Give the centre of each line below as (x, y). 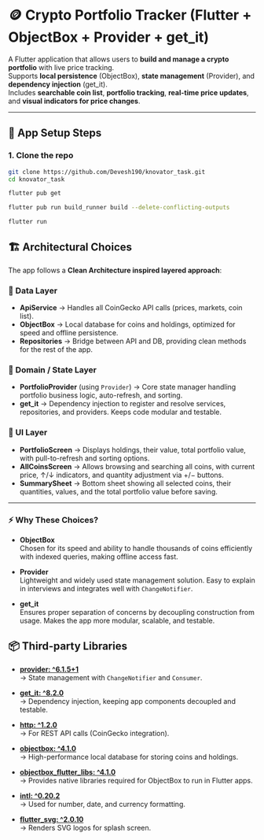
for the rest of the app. (56, 350)
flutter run (27, 222)
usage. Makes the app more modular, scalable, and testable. (117, 620)
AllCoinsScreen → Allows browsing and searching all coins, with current (137, 466)
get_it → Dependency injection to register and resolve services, (123, 404)
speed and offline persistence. (69, 333)
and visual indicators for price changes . (74, 101)
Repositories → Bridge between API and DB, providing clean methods (133, 341)
